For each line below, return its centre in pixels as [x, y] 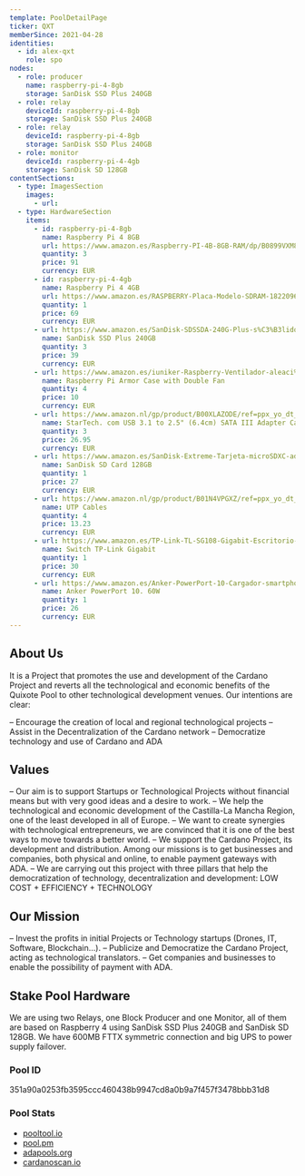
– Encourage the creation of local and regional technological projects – [142, 721]
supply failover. [38, 1046]
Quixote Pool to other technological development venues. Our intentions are [151, 694]
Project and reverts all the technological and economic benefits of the [140, 685]
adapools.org [47, 1152]
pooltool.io [43, 1133]
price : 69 [60, 313]
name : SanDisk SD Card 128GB [97, 465]
